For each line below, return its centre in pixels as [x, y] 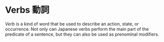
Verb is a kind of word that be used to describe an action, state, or [72, 24]
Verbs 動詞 [27, 10]
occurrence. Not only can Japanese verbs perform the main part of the [77, 29]
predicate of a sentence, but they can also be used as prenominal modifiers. [82, 34]
